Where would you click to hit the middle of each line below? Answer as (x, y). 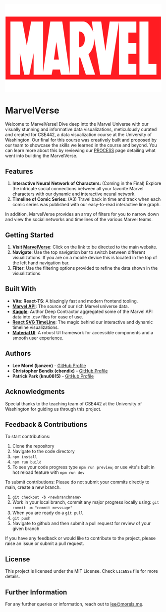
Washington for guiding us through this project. (53, 409)
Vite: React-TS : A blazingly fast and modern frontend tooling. (75, 301)
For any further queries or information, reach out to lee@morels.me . (74, 604)
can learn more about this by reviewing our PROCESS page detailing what (81, 151)
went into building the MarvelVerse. (41, 156)
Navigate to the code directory (44, 452)
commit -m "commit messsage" (42, 508)
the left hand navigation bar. (41, 263)
